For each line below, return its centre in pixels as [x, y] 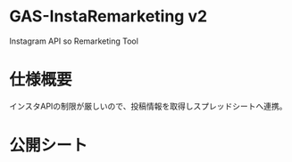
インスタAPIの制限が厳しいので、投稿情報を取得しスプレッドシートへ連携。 [148, 106]
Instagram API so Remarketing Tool [74, 41]
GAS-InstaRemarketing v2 [108, 16]
